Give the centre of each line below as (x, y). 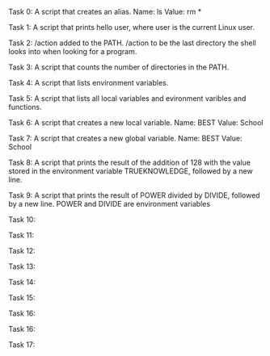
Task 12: (22, 251)
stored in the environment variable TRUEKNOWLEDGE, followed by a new (131, 171)
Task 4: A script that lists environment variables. (89, 83)
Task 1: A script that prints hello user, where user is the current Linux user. (132, 27)
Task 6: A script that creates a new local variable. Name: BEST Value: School (136, 123)
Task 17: (22, 345)
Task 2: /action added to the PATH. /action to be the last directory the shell (132, 43)
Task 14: (22, 282)
